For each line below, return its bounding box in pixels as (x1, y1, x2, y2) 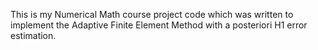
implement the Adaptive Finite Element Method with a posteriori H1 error (10, 19, 308, 31)
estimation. (10, 30, 57, 41)
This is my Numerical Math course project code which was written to (10, 9, 294, 20)
